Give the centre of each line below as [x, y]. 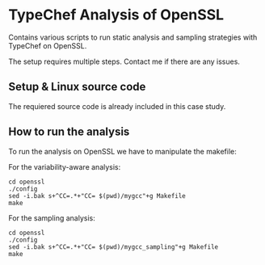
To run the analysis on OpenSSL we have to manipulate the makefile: [122, 151]
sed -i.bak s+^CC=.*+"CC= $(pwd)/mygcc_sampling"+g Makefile [114, 247]
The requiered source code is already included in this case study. [117, 106]
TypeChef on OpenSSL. [48, 45]
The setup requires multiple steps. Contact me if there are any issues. [124, 61]
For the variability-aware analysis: [65, 166]
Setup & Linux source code [77, 87]
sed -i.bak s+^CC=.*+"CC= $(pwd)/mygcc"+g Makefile [97, 196]
